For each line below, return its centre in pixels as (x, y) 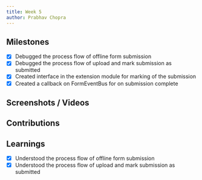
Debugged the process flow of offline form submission (83, 56)
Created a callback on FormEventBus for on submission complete (96, 83)
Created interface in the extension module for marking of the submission (106, 77)
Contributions (33, 124)
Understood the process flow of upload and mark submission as (95, 165)
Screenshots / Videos (48, 102)
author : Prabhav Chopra (36, 18)
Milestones (28, 42)
